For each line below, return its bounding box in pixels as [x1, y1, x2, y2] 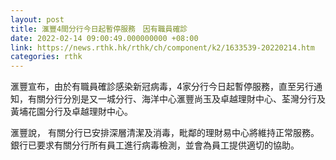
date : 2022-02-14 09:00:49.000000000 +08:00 [10, 33, 199, 43]
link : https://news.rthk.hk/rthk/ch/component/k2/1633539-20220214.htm [10, 42, 315, 53]
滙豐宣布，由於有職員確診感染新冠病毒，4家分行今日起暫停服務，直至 [10, 81, 297, 93]
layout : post [10, 14, 65, 25]
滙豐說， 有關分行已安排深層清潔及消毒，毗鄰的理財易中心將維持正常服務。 [10, 127, 320, 139]
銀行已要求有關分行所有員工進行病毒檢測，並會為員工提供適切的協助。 [10, 139, 300, 151]
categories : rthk [10, 52, 83, 62]
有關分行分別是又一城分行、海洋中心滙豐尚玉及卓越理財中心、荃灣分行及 [27, 93, 326, 105]
